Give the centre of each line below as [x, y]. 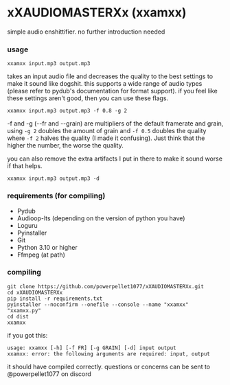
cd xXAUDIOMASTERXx [35, 292]
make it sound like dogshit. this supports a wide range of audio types [105, 84]
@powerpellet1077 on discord [49, 374]
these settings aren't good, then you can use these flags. [88, 98]
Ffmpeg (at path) [41, 255]
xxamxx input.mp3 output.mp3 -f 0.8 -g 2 [67, 111]
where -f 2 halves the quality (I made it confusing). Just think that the [106, 138]
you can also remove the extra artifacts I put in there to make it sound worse [115, 159]
